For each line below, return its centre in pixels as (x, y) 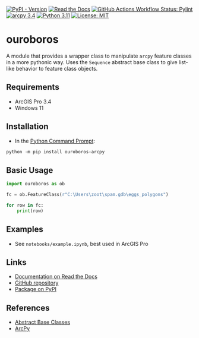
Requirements (33, 87)
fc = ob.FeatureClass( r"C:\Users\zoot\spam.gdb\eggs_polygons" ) (87, 195)
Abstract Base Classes (42, 322)
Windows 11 (29, 108)
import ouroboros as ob (36, 184)
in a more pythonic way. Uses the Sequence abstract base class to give (92, 62)
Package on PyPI (36, 289)
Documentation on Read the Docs (56, 277)
